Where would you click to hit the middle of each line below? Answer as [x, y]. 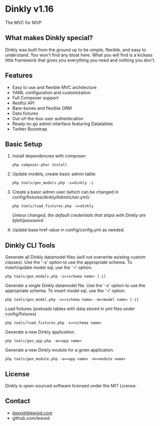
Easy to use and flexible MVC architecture [54, 87]
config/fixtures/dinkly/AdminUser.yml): [51, 197]
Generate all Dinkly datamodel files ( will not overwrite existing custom [75, 257]
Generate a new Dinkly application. [40, 332]
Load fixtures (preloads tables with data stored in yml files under [70, 309]
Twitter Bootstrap [30, 129]
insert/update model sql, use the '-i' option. [49, 268]
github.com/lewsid [31, 418]
